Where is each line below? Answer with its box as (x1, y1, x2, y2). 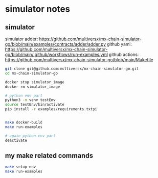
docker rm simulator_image (5, 84, 60, 89)
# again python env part (5, 133, 56, 138)
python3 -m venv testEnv (5, 98, 56, 102)
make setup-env (5, 164, 36, 170)
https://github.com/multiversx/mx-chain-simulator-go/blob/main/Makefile (5, 57, 153, 62)
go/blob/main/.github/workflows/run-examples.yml (5, 51, 108, 57)
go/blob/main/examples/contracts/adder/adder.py (5, 41, 106, 47)
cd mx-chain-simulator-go (5, 71, 58, 76)
